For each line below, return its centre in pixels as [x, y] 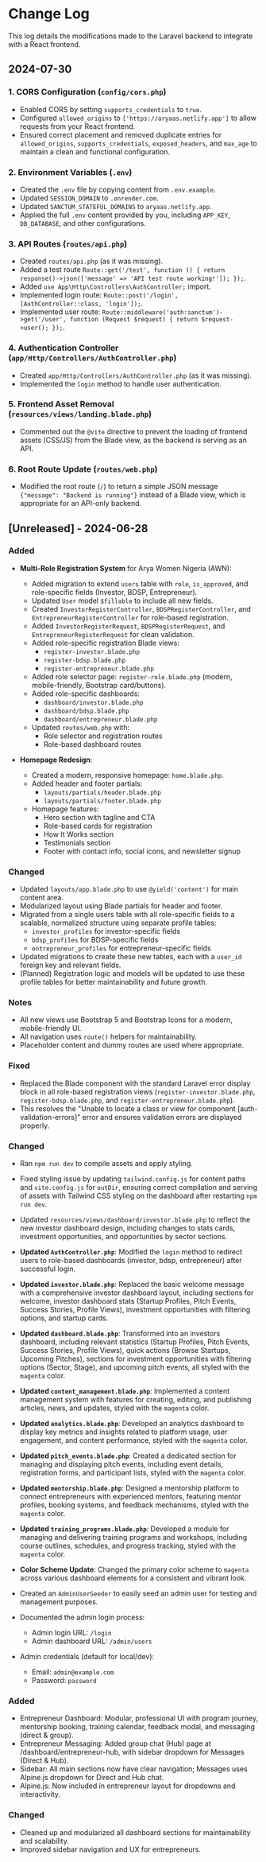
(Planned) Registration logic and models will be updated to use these [132, 974]
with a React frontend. [44, 44]
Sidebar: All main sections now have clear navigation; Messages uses [133, 1769]
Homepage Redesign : [56, 760]
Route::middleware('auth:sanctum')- [163, 313]
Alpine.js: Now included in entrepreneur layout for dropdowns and [127, 1786]
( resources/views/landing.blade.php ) [80, 414]
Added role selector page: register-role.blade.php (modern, [132, 676]
